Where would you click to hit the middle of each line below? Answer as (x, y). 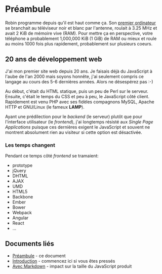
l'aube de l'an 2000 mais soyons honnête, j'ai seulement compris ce (75, 76)
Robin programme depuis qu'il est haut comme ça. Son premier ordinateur (81, 23)
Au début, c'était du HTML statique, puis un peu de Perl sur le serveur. (77, 91)
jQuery (19, 171)
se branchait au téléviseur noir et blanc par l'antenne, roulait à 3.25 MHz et (81, 28)
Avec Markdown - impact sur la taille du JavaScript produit (72, 266)
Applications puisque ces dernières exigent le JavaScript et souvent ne (78, 127)
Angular (20, 218)
